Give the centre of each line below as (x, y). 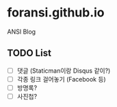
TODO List (29, 53)
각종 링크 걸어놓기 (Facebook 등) (61, 79)
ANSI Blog (22, 32)
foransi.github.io (56, 13)
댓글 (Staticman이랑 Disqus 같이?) (64, 71)
